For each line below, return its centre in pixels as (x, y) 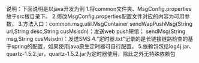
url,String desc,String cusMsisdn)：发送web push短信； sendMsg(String (96, 31)
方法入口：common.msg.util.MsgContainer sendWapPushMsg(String (108, 24)
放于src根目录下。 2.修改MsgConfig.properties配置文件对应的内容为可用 (95, 16)
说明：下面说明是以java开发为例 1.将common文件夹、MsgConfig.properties (99, 9)
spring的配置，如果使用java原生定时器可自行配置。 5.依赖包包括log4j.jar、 (103, 46)
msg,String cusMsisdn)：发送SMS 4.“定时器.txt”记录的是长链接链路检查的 (97, 39)
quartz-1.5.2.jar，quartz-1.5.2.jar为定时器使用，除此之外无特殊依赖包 (91, 54)
